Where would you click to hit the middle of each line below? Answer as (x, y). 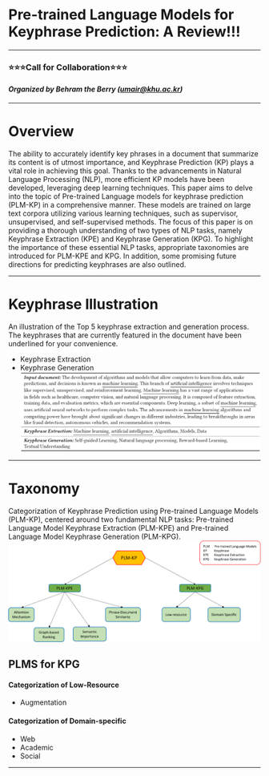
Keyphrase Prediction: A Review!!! (124, 32)
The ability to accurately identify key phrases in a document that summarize (133, 154)
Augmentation (43, 702)
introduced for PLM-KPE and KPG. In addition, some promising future (122, 256)
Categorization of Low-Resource (64, 685)
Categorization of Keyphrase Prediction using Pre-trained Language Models (133, 511)
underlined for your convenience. (63, 343)
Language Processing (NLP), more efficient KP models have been (116, 179)
